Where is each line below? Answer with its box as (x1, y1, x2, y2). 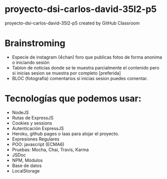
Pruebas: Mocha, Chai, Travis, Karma (12, 146, 89, 152)
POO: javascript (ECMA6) (12, 141, 65, 147)
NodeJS (12, 109, 29, 115)
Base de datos (12, 162, 42, 168)
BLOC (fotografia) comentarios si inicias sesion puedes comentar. (12, 75, 148, 81)
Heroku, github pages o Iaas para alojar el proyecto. (12, 130, 119, 136)
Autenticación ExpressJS (12, 125, 64, 131)
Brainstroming (5, 37, 66, 49)
